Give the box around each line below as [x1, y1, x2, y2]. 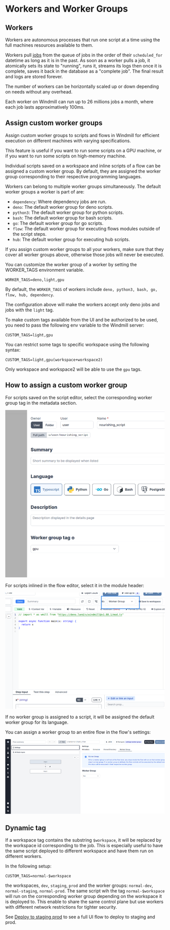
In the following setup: [5, 863, 52, 869]
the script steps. [12, 231, 47, 237]
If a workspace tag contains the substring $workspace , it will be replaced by [5, 837, 162, 843]
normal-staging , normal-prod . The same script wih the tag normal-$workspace [5, 888, 165, 894]
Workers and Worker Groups [5, 3, 128, 15]
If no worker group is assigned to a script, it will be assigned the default [5, 714, 154, 720]
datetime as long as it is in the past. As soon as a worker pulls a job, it [5, 57, 150, 63]
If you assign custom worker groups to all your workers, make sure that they [5, 246, 164, 252]
